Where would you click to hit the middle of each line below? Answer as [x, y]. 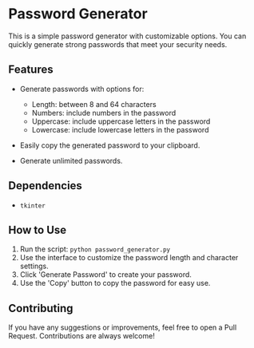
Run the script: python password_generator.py [95, 249]
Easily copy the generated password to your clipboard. [110, 145]
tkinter [32, 206]
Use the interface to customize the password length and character [129, 258]
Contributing [41, 308]
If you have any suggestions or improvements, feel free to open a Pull [123, 327]
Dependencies [45, 186]
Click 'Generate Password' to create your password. [105, 275]
